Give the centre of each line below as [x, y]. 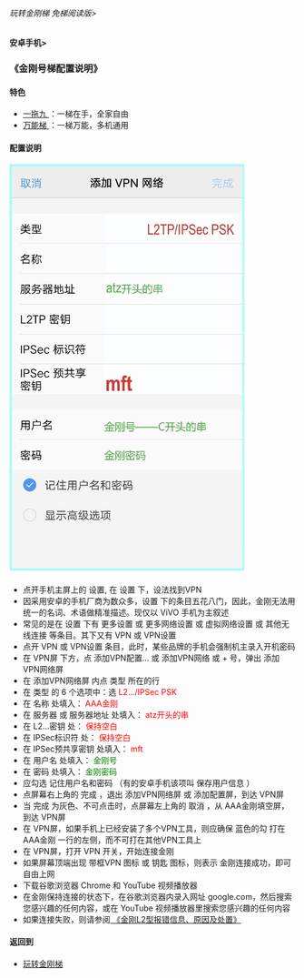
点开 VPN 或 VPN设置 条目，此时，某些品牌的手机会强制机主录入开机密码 [159, 646]
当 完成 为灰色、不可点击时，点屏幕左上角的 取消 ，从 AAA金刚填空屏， [156, 805]
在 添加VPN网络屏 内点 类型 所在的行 [91, 681]
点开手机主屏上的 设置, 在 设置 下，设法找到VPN [112, 590]
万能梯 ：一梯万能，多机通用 [75, 126]
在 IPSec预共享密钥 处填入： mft [83, 749]
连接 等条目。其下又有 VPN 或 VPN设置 [103, 635]
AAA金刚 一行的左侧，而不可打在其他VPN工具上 [112, 840]
